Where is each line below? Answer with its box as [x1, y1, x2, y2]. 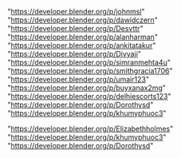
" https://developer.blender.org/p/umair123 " [7, 75, 149, 84]
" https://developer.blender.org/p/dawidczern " [7, 15, 159, 25]
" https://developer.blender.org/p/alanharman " [7, 32, 159, 41]
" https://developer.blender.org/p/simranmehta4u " [7, 57, 171, 67]
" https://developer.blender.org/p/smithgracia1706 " [7, 66, 173, 75]
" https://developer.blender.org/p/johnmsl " [7, 7, 145, 16]
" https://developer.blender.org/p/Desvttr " [7, 24, 144, 33]
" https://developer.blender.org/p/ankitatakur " [7, 41, 156, 50]
